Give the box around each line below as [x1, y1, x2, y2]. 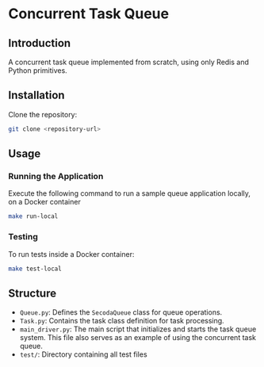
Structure [8, 286, 57, 300]
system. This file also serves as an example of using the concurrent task [19, 333, 256, 342]
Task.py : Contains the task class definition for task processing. [19, 316, 224, 326]
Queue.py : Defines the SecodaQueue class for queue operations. [19, 308, 223, 317]
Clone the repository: [8, 109, 78, 119]
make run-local [8, 212, 59, 220]
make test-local [8, 265, 62, 273]
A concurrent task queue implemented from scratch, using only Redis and [8, 57, 250, 67]
